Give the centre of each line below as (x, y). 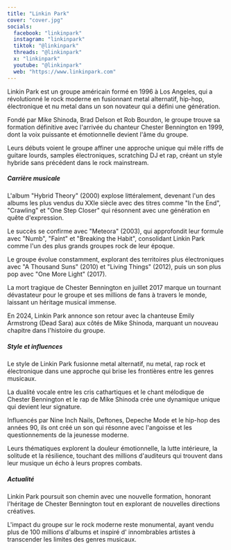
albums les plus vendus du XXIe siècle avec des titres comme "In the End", (114, 203)
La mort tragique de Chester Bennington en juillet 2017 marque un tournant (114, 288)
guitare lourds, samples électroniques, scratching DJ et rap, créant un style (115, 155)
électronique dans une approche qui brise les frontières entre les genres (110, 371)
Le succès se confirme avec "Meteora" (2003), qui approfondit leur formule (115, 231)
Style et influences (35, 347)
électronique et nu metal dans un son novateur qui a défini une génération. (114, 106)
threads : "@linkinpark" (48, 53)
